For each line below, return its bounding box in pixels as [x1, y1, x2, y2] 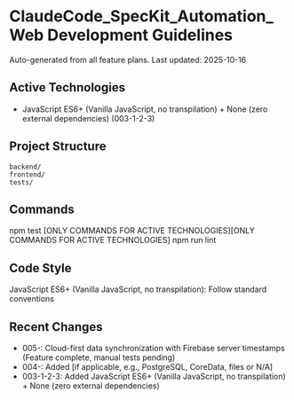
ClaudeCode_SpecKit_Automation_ [9, 6, 274, 27]
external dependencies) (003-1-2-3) [21, 113, 155, 123]
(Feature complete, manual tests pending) [21, 352, 176, 363]
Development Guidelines [47, 25, 234, 45]
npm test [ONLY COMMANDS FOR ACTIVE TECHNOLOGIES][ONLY [9, 225, 255, 236]
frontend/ [9, 170, 46, 179]
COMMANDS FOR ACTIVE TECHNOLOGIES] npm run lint [9, 235, 217, 246]
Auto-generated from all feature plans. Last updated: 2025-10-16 [9, 54, 247, 65]
